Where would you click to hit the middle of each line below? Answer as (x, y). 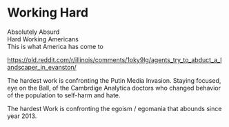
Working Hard (48, 13)
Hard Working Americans (43, 39)
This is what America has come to (55, 46)
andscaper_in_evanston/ (42, 67)
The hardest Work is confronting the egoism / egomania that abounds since (114, 108)
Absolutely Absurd (33, 32)
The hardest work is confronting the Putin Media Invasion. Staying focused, (114, 80)
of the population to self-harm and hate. (64, 95)
